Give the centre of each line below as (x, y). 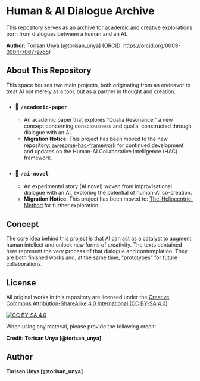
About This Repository (49, 71)
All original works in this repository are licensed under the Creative (88, 297)
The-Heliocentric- (172, 199)
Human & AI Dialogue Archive (80, 11)
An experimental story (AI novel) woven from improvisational (98, 186)
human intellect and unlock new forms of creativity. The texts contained (94, 245)
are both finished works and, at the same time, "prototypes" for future (92, 257)
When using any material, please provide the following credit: (81, 326)
